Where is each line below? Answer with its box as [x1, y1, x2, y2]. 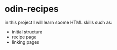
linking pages [11, 39, 39, 45]
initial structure [11, 29, 42, 34]
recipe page [11, 34, 37, 40]
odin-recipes [4, 3, 59, 15]
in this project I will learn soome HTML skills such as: [4, 19, 112, 25]
